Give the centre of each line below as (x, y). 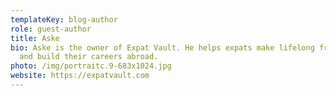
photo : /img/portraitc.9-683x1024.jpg (91, 66)
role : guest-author (51, 29)
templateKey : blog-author (64, 19)
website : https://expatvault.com (80, 76)
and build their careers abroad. (89, 57)
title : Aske (35, 38)
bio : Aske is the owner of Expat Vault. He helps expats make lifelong (162, 47)
